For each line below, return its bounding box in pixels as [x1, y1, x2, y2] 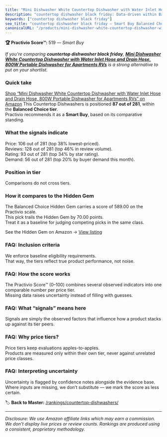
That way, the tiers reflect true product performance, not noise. [5, 258, 135, 264]
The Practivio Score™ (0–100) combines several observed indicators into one [5, 281, 162, 288]
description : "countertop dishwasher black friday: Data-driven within [5, 12, 157, 17]
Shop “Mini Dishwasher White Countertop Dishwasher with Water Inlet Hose [5, 90, 161, 97]
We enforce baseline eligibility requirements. [5, 252, 96, 258]
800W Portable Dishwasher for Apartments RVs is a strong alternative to [5, 62, 158, 67]
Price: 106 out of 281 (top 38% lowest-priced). [5, 140, 100, 146]
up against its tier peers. [5, 321, 55, 327]
